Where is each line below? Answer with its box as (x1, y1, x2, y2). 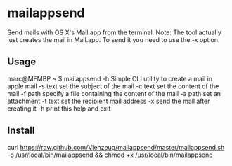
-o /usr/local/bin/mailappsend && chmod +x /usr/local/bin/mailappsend (7, 151, 213, 159)
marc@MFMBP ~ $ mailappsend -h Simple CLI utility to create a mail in (7, 74, 213, 83)
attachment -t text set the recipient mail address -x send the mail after (7, 97, 210, 105)
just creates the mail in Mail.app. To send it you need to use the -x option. (7, 35, 220, 43)
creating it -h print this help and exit (7, 104, 111, 113)
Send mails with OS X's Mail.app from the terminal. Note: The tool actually (7, 28, 221, 36)
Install (7, 125, 35, 137)
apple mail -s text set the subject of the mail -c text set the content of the (7, 82, 219, 90)
